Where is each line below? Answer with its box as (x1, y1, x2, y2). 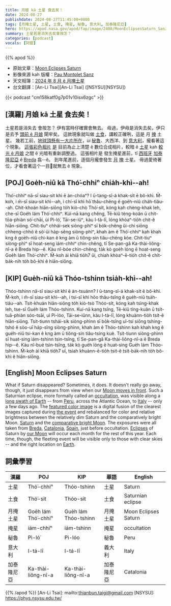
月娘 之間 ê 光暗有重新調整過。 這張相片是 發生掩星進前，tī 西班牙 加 (15, 150, 158, 156)
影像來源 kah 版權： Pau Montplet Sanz (12, 71, 94, 77)
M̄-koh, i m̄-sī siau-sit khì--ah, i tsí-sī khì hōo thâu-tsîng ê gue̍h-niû (5, 294, 145, 300)
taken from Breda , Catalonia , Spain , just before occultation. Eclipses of (5, 425, 154, 431)
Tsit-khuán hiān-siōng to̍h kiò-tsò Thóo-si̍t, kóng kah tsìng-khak (24, 300, 159, 307)
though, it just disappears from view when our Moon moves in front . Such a (5, 387, 163, 393)
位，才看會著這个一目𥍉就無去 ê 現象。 (5, 163, 85, 169)
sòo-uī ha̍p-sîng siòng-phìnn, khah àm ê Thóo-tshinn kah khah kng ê (19, 324, 164, 330)
